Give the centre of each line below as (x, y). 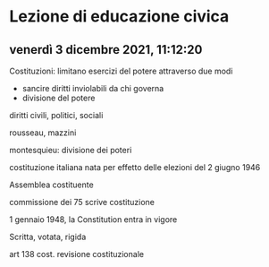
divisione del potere (59, 98)
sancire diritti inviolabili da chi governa (93, 88)
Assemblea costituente (51, 185)
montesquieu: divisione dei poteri (71, 150)
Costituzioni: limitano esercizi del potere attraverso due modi (121, 71)
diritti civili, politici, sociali (56, 115)
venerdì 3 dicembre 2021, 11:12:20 (106, 50)
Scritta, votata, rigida (48, 237)
